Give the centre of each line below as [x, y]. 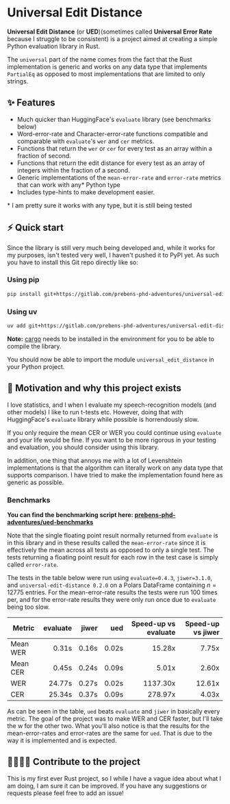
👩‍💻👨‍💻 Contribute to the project [74, 762]
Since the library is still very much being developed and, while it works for [111, 247]
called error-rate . [33, 565]
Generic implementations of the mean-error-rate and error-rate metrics [119, 177]
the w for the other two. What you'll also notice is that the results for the [108, 726]
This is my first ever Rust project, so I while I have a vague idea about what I [114, 778]
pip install [24, 294]
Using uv [22, 312]
